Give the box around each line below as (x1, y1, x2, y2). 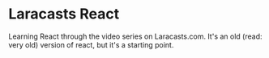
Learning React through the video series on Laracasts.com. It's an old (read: (8, 31, 263, 41)
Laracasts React (8, 5, 120, 23)
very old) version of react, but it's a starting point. (8, 39, 174, 49)
